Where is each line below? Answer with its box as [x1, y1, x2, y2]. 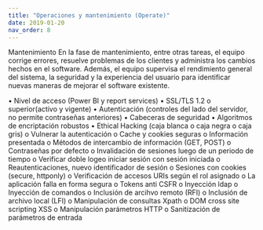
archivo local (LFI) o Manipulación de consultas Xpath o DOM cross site [8, 196, 239, 206]
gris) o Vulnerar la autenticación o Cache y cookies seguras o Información [8, 130, 249, 139]
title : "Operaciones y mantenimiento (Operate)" [8, 11, 170, 20]
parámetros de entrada [8, 213, 82, 222]
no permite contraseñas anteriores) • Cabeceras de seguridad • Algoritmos [8, 113, 253, 122]
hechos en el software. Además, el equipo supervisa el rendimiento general [8, 64, 253, 74]
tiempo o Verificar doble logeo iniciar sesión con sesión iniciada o [8, 155, 221, 164]
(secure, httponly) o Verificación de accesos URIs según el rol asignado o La [8, 171, 256, 181]
